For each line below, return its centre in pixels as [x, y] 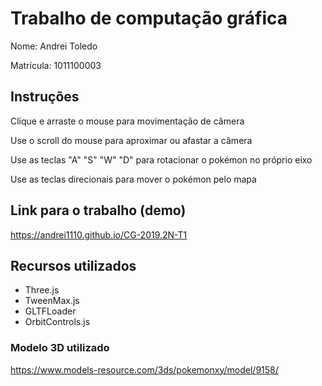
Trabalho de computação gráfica [149, 18]
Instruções [45, 97]
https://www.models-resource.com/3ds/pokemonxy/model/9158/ [144, 369]
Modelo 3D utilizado [60, 348]
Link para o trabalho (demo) [98, 210]
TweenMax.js [52, 301]
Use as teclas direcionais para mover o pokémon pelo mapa [133, 179]
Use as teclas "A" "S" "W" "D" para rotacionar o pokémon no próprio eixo [161, 159]
